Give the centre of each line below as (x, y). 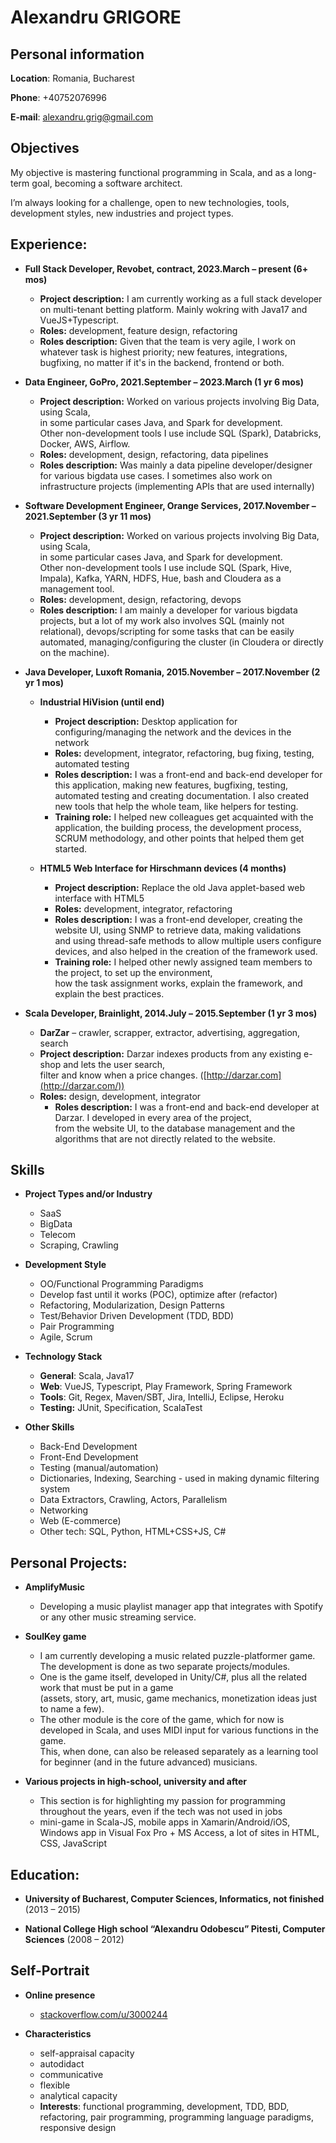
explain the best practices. (109, 993)
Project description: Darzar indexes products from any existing (170, 1053)
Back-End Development (88, 1447)
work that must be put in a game (106, 1688)
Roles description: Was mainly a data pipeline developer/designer (176, 465)
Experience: (49, 244)
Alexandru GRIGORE (96, 17)
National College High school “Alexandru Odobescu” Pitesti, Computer (175, 1929)
